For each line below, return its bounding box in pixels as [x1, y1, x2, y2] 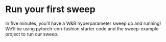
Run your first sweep [5, 4, 96, 15]
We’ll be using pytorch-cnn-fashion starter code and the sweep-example [5, 25, 159, 31]
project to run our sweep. [5, 31, 59, 37]
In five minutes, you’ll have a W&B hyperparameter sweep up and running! [5, 20, 161, 26]
